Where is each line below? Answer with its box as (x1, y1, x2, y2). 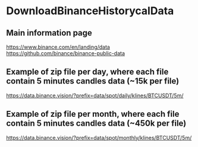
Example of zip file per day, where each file (6, 67, 169, 77)
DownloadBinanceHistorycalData (6, 4, 174, 18)
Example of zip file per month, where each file (6, 109, 180, 119)
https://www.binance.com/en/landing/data (6, 43, 110, 50)
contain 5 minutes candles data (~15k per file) (6, 76, 180, 87)
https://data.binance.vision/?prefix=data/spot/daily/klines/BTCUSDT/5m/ (6, 92, 184, 99)
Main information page (6, 28, 92, 38)
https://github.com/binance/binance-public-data (6, 50, 125, 57)
